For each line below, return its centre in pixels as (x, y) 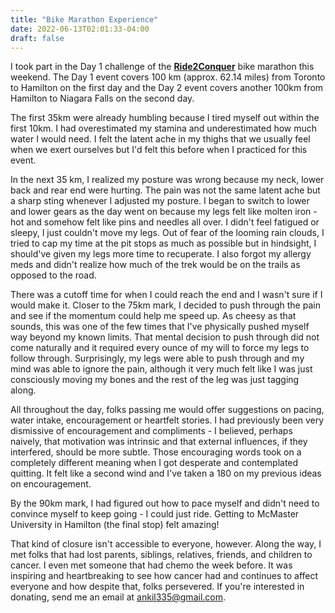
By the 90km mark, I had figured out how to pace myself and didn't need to (165, 503)
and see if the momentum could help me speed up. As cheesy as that (153, 316)
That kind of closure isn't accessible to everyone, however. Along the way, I (166, 544)
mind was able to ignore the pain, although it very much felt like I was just (161, 369)
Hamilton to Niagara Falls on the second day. (102, 98)
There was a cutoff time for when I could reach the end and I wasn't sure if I (166, 295)
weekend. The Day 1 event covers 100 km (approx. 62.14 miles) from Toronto (168, 77)
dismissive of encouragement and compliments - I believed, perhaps (151, 431)
